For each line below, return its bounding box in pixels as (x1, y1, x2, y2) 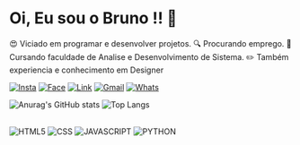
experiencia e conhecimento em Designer (9, 64, 164, 75)
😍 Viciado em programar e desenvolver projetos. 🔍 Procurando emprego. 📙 (9, 38, 292, 48)
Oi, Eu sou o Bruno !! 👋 (9, 8, 178, 29)
